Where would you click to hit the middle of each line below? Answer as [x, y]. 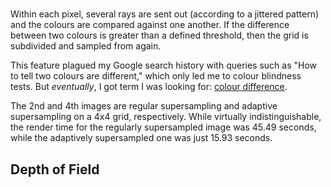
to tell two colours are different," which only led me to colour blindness [156, 76]
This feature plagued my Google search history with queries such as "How [164, 65]
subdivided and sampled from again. [86, 46]
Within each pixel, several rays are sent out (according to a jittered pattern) [165, 14]
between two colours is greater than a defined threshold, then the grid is [159, 35]
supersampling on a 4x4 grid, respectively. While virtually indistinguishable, [166, 117]
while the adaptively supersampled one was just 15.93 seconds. [141, 138]
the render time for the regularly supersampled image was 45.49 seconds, [163, 127]
